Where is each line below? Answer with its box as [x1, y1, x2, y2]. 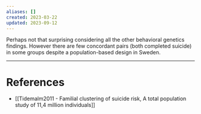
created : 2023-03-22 [6, 14, 58, 20]
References [6, 75, 65, 89]
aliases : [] [6, 8, 36, 15]
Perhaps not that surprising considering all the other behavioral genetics [6, 36, 185, 44]
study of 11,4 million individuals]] [14, 101, 96, 109]
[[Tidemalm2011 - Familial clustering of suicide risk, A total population [14, 95, 187, 102]
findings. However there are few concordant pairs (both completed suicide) [6, 42, 192, 50]
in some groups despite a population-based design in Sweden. [6, 49, 161, 56]
